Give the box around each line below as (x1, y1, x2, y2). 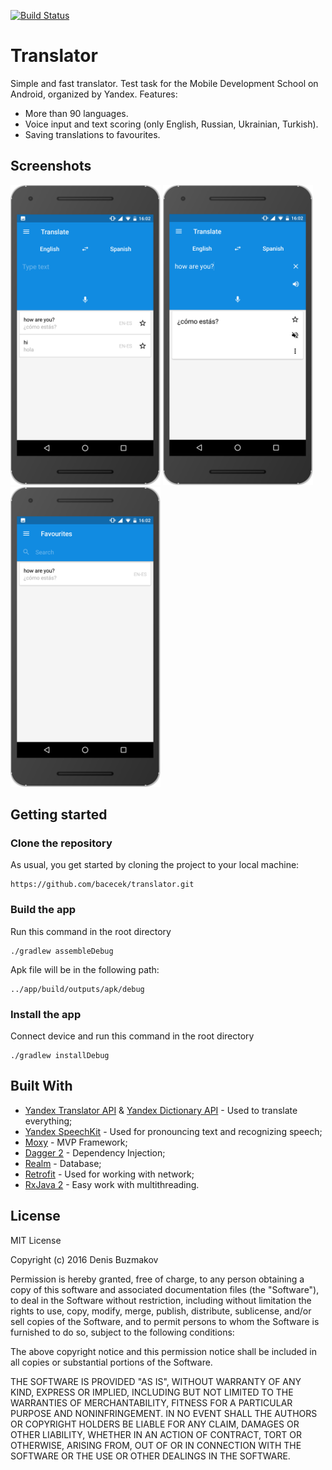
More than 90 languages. (24, 107, 129, 119)
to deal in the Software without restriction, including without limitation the (10, 1294, 312, 1306)
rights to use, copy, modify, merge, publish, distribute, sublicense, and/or (10, 1305, 312, 1317)
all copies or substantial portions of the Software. (10, 1356, 213, 1368)
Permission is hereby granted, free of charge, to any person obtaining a (10, 1273, 305, 1285)
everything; (24, 1115, 73, 1127)
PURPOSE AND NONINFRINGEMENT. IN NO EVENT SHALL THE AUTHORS (10, 1407, 318, 1419)
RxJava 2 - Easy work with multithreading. (24, 1178, 200, 1190)
